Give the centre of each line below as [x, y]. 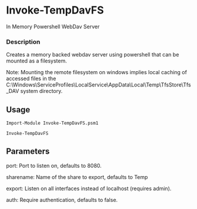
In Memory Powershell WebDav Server [53, 26]
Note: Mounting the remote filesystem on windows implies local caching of [96, 72]
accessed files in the [31, 79]
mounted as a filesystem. [36, 61]
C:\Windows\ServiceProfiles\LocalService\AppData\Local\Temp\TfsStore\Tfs [98, 85]
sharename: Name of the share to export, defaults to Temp [77, 177]
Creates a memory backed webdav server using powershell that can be [93, 55]
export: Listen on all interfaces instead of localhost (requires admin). [89, 188]
